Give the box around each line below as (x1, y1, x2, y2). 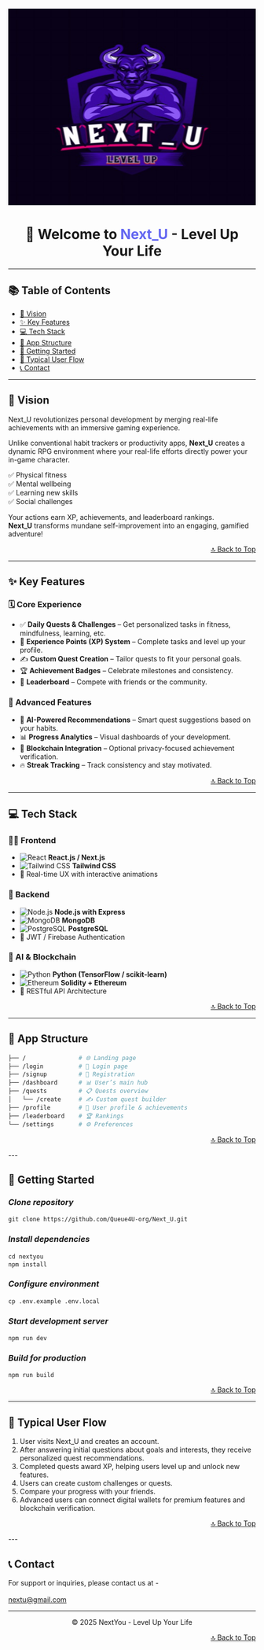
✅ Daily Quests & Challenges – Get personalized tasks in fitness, (19, 620, 231, 629)
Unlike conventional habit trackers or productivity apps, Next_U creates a (8, 438, 245, 447)
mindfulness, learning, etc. (19, 628, 106, 638)
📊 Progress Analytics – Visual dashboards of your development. (19, 732, 231, 742)
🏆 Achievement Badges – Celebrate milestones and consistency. (19, 666, 233, 676)
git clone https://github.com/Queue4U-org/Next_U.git (8, 1216, 189, 1224)
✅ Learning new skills (8, 488, 79, 497)
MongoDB (61, 915, 96, 925)
